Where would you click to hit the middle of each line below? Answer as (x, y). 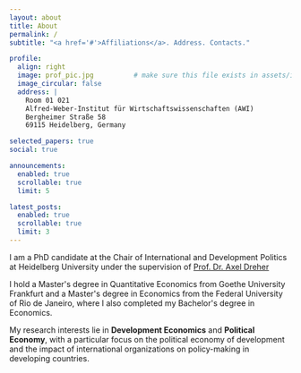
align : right (42, 67)
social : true (34, 150)
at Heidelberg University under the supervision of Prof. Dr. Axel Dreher (139, 267)
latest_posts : (36, 207)
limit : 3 (34, 232)
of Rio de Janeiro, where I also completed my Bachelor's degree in (132, 303)
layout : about (36, 17)
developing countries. (49, 358)
